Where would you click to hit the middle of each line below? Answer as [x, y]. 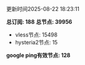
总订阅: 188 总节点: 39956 [39, 22]
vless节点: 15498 [36, 35]
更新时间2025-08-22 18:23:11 [43, 9]
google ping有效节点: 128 [39, 55]
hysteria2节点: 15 [36, 42]
